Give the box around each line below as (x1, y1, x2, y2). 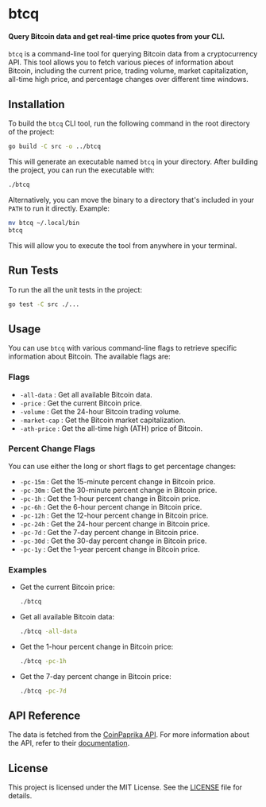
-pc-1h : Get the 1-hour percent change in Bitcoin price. (19, 494, 201, 503)
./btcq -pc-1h (19, 657, 67, 665)
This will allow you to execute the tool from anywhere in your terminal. (8, 240, 237, 250)
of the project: (8, 127, 55, 137)
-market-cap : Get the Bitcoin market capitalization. (19, 415, 186, 425)
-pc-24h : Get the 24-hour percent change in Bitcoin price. (19, 518, 210, 529)
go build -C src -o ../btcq (8, 142, 102, 151)
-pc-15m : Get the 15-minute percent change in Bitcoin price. (19, 476, 216, 486)
